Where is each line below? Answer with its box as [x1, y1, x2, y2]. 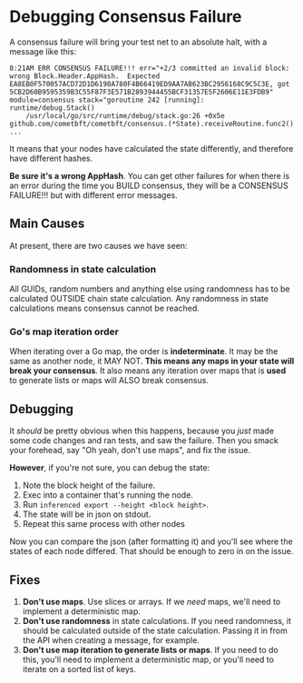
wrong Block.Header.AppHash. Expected [9, 71, 161, 81]
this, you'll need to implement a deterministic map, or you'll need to [22, 654, 275, 665]
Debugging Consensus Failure [9, 6, 242, 27]
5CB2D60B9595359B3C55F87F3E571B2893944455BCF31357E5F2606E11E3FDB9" [9, 87, 274, 96]
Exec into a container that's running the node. [22, 490, 193, 500]
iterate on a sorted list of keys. [22, 663, 137, 674]
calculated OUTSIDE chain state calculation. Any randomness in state [9, 293, 269, 304]
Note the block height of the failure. [22, 480, 156, 491]
